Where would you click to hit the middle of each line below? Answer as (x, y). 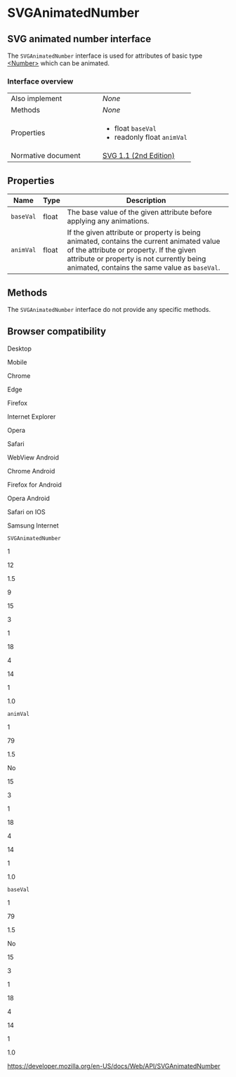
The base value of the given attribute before (139, 212)
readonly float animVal (151, 137)
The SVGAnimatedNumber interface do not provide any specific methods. (109, 309)
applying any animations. (108, 221)
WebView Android (33, 457)
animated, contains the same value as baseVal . (144, 268)
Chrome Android (31, 471)
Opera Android (29, 498)
